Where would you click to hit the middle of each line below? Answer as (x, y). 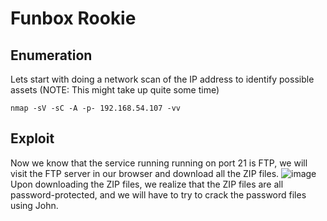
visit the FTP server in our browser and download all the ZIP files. (145, 173)
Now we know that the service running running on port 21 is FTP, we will (159, 163)
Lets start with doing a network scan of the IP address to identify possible (162, 79)
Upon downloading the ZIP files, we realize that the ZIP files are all (147, 184)
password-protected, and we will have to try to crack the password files (158, 194)
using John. (34, 205)
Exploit (32, 138)
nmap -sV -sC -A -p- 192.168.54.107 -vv (96, 108)
